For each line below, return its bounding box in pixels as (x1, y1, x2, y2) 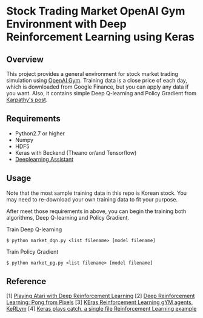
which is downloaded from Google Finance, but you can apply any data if (6, 83, 189, 90)
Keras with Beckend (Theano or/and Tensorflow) (15, 149, 137, 156)
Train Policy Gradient (6, 248, 59, 255)
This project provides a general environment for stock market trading (6, 70, 179, 77)
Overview (6, 54, 44, 64)
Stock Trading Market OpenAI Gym (6, 4, 185, 18)
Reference (6, 276, 47, 286)
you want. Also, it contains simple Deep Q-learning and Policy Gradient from (6, 90, 197, 96)
